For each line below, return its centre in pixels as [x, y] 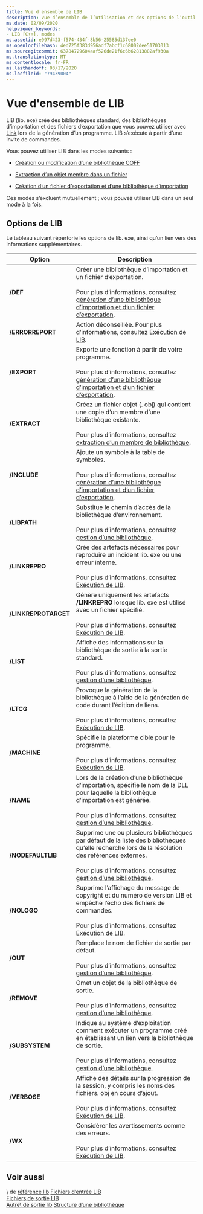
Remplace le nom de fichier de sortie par [134, 943]
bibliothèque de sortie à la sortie [121, 650]
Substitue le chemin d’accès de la [123, 507]
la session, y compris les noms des [125, 1086]
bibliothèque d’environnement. [119, 515]
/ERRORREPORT [33, 332]
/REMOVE [24, 998]
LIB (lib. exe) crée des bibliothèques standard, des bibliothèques [86, 120]
